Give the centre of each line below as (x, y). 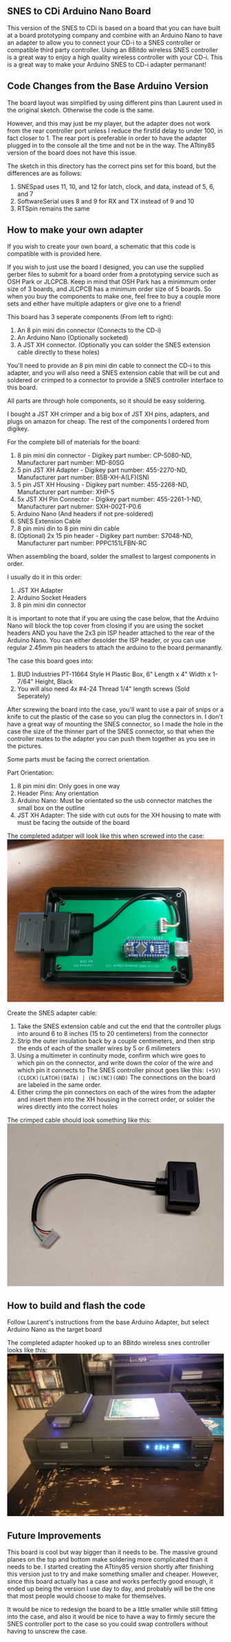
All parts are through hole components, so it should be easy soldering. (107, 401)
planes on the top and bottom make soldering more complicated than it (108, 1559)
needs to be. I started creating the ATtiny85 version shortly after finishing (111, 1567)
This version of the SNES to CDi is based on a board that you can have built (114, 28)
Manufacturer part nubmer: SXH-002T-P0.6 (79, 507)
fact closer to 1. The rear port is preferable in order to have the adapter (107, 138)
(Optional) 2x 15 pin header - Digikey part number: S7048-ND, (105, 536)
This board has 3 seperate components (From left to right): (90, 317)
